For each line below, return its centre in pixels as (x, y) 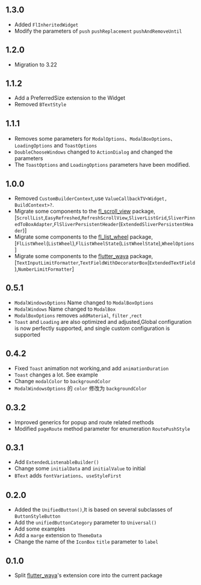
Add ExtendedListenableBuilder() (57, 462)
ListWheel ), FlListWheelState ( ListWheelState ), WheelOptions (121, 244)
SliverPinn (181, 218)
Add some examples (40, 529)
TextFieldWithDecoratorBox (114, 263)
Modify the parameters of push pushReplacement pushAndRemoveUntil (98, 31)
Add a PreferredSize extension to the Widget (70, 98)
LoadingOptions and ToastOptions (56, 146)
